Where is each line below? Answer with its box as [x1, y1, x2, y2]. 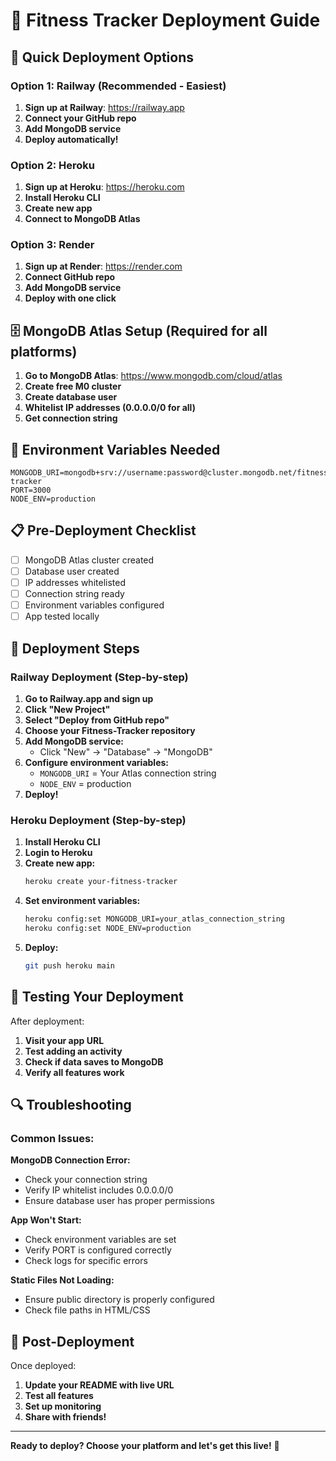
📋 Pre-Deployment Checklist [10, 522, 197, 539]
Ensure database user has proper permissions [24, 1195, 215, 1207]
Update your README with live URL [24, 1379, 175, 1391]
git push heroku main [24, 960, 115, 971]
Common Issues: [10, 1131, 95, 1145]
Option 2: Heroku [10, 158, 96, 172]
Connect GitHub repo [24, 271, 116, 283]
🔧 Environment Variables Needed [10, 441, 221, 458]
